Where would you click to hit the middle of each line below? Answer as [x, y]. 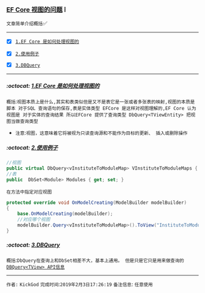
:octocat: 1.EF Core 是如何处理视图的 [53, 85]
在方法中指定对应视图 [29, 192]
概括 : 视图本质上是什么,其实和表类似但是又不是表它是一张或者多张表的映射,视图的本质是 [101, 101]
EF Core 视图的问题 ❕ [36, 9]
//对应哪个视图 [34, 220]
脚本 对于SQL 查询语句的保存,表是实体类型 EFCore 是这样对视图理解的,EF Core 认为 [101, 109]
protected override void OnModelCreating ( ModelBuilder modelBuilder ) [97, 203]
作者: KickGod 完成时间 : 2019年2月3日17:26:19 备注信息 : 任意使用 [80, 284]
